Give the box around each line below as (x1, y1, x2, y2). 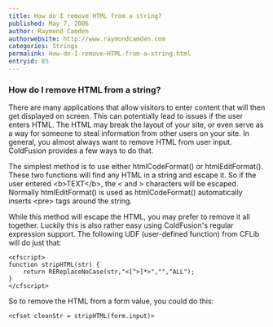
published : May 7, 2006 (8, 20, 90, 28)
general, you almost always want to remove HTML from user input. (8, 137, 232, 147)
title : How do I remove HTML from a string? (8, 11, 162, 20)
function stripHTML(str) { (8, 261, 100, 269)
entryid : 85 (8, 58, 49, 66)
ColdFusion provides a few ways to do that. (8, 146, 154, 155)
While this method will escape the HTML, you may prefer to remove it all (8, 212, 250, 222)
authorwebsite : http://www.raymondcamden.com (8, 34, 165, 43)
